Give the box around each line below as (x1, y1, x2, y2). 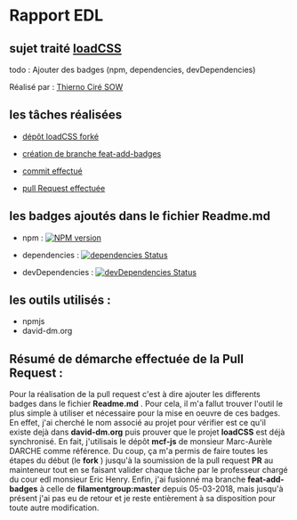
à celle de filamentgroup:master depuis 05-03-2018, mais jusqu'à (39, 483, 284, 494)
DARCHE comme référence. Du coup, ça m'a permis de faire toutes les (9, 446, 269, 457)
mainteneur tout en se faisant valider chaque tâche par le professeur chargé (9, 465, 288, 475)
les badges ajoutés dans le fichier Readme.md (9, 208, 271, 223)
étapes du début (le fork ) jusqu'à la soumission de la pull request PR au (9, 455, 274, 466)
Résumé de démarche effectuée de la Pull (9, 351, 245, 366)
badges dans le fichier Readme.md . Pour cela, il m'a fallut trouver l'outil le (9, 398, 283, 410)
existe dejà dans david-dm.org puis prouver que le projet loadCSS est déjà (9, 427, 285, 437)
